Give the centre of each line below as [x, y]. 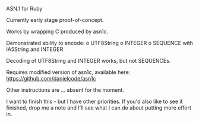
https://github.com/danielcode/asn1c [51, 78]
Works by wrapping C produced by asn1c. [57, 31]
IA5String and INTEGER [35, 49]
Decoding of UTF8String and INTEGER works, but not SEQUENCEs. [89, 61]
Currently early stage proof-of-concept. [55, 20]
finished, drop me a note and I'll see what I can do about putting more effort [99, 108]
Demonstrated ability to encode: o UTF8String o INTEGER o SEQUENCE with [99, 43]
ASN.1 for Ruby [24, 9]
